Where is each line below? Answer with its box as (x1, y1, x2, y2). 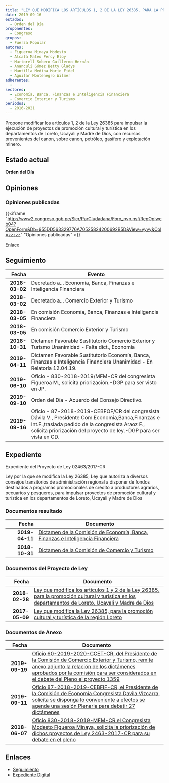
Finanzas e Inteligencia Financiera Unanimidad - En (31, 358, 153, 366)
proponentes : (5, 26, 33, 31)
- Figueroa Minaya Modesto (10, 49, 66, 54)
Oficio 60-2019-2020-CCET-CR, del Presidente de (32, 650, 157, 657)
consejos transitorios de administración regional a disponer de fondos (5, 479, 150, 485)
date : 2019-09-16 (5, 12, 42, 17)
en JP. (31, 385, 46, 392)
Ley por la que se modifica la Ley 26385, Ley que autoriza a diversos (5, 473, 148, 479)
